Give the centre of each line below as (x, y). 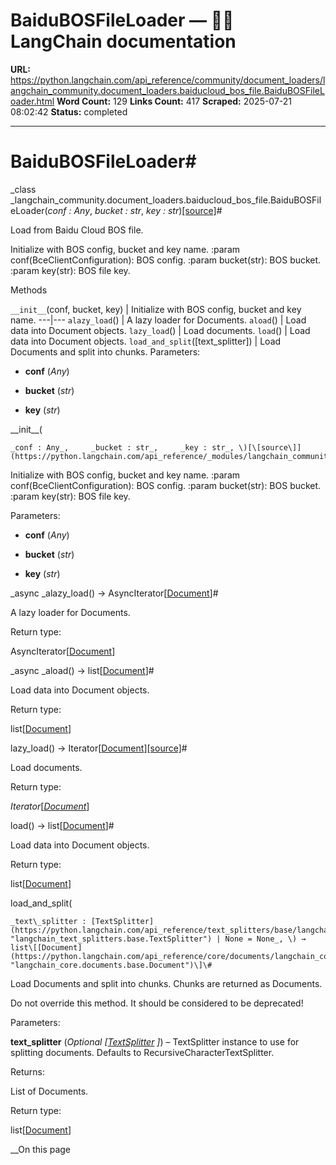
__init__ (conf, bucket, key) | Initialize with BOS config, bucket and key (156, 309)
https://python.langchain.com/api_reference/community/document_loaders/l (168, 80)
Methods (29, 290)
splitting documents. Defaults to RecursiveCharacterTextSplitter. (142, 1052)
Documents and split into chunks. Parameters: (105, 351)
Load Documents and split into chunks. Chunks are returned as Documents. (166, 983)
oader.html (32, 101)
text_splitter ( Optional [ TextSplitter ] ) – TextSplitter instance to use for (155, 1041)
